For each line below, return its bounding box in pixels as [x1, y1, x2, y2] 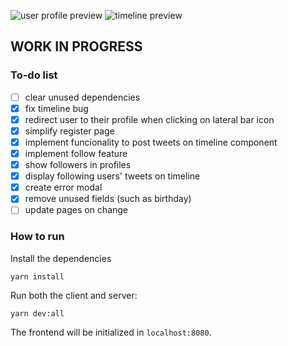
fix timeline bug [24, 102, 89, 114]
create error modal [24, 181, 103, 194]
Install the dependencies [10, 252, 112, 264]
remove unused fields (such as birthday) [24, 193, 192, 205]
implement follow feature [24, 148, 128, 159]
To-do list [10, 68, 58, 82]
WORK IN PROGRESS [10, 38, 143, 55]
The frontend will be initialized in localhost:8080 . [10, 326, 212, 338]
